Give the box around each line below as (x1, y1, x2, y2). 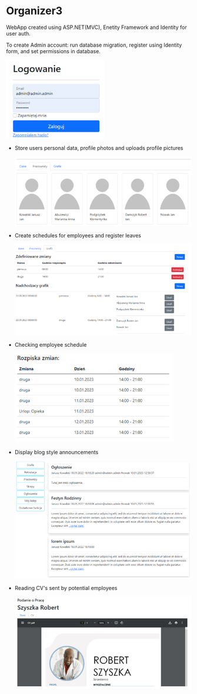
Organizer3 (6, 4, 63, 18)
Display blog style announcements (14, 448, 99, 455)
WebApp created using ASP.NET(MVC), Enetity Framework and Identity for (6, 24, 187, 31)
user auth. (6, 30, 31, 37)
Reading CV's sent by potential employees (14, 584, 118, 591)
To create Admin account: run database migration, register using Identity (6, 41, 182, 48)
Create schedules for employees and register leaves (14, 232, 141, 239)
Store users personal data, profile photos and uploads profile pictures (14, 144, 183, 151)
